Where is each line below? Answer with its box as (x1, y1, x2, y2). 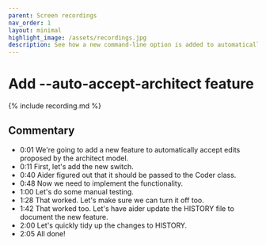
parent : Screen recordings (8, 11, 97, 20)
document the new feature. (19, 212, 108, 221)
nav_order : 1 (8, 19, 51, 27)
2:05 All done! (19, 228, 66, 238)
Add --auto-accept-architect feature (8, 75, 255, 93)
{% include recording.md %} (8, 101, 101, 111)
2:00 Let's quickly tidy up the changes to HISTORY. (19, 220, 188, 230)
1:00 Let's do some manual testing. (19, 187, 135, 196)
